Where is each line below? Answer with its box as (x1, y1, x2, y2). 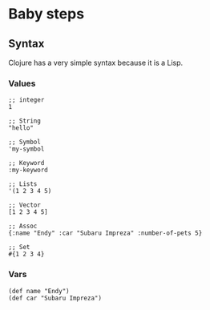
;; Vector (8, 201, 42, 209)
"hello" (8, 124, 34, 132)
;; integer (8, 96, 45, 104)
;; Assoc (8, 222, 38, 231)
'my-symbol (8, 145, 45, 153)
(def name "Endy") (8, 287, 70, 295)
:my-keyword (8, 166, 48, 175)
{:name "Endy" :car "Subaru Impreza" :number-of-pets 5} (8, 229, 203, 237)
